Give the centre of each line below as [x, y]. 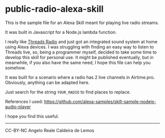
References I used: [24, 101]
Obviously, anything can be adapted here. [47, 83]
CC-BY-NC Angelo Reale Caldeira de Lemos [50, 130]
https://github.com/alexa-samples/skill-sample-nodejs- [100, 101]
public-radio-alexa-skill [55, 9]
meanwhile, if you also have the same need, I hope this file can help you [78, 62]
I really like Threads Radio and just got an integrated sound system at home [81, 41]
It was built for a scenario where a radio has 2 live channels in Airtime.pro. [80, 77]
